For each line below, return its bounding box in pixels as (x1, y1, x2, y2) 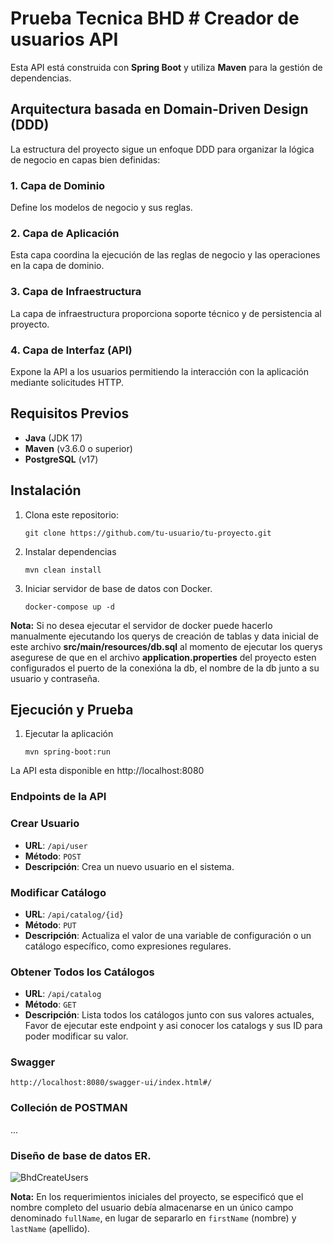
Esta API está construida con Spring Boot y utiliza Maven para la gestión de (10, 61, 323, 73)
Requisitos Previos (10, 405, 130, 422)
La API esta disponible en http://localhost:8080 (10, 765, 205, 777)
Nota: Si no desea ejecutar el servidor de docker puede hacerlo (10, 619, 273, 631)
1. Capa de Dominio (10, 178, 106, 192)
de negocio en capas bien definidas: (10, 153, 161, 166)
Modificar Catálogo (10, 885, 107, 899)
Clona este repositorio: (24, 508, 119, 521)
